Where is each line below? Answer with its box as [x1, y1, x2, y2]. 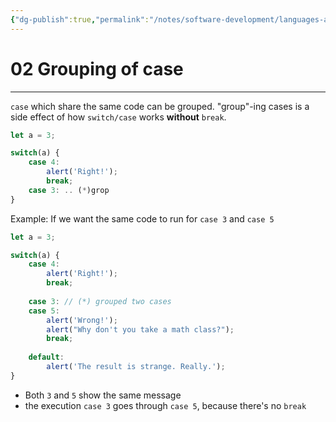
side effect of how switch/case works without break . [10, 111, 227, 123]
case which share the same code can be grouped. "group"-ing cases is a [10, 100, 310, 112]
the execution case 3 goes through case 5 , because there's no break [24, 399, 307, 411]
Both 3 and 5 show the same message [24, 389, 182, 401]
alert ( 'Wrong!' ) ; [46, 315, 118, 325]
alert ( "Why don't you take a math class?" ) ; [46, 324, 235, 335]
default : [28, 352, 65, 363]
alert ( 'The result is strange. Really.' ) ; [46, 362, 226, 372]
